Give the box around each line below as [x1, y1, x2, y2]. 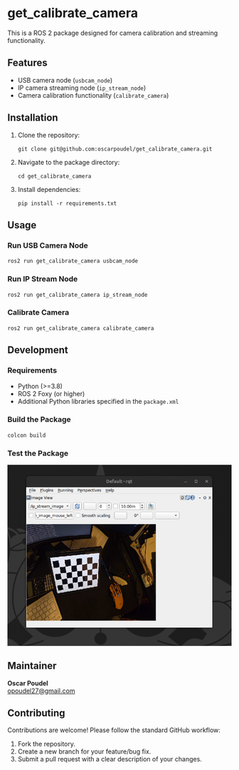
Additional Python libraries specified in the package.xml [17, 397, 179, 405]
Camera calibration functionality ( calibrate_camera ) [17, 91, 169, 99]
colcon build [7, 432, 46, 439]
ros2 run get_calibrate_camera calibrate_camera [7, 325, 154, 332]
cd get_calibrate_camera [17, 173, 92, 180]
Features [7, 57, 48, 69]
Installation [7, 112, 58, 124]
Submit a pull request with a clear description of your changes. [17, 755, 203, 764]
